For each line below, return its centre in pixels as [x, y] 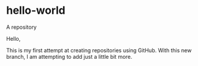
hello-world [36, 10]
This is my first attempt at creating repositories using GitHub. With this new [99, 50]
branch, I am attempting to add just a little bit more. [69, 56]
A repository [22, 27]
